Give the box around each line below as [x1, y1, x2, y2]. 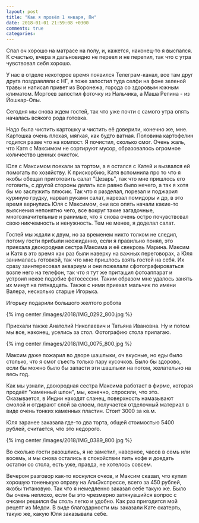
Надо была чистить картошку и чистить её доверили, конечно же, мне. [6, 126, 188, 133]
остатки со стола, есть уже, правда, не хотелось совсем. [6, 461, 153, 468]
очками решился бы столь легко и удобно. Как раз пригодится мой [6, 497, 178, 505]
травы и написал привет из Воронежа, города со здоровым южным [6, 84, 179, 91]
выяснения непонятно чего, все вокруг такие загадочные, [6, 207, 154, 214]
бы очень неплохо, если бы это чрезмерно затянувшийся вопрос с [6, 492, 177, 499]
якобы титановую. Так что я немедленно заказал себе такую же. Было [6, 485, 187, 492]
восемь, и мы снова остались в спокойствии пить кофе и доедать [6, 455, 174, 462]
